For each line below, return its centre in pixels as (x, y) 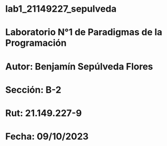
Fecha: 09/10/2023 (47, 137)
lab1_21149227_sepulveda (61, 9)
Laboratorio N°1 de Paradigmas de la (84, 32)
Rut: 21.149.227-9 (44, 113)
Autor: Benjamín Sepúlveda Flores (79, 66)
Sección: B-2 (33, 90)
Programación (36, 43)
